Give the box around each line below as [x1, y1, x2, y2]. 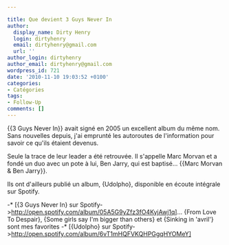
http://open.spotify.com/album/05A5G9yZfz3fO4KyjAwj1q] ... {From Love [11, 207, 217, 216]
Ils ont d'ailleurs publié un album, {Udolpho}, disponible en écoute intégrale [7, 180, 221, 188]
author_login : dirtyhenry [7, 54, 81, 62]
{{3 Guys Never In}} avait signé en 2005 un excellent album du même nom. [7, 124, 220, 132]
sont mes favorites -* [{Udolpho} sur [7, 222, 111, 231]
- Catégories [7, 86, 45, 93]
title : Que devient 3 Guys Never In [7, 16, 112, 23]
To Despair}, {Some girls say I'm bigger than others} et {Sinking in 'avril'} [7, 215, 215, 223]
